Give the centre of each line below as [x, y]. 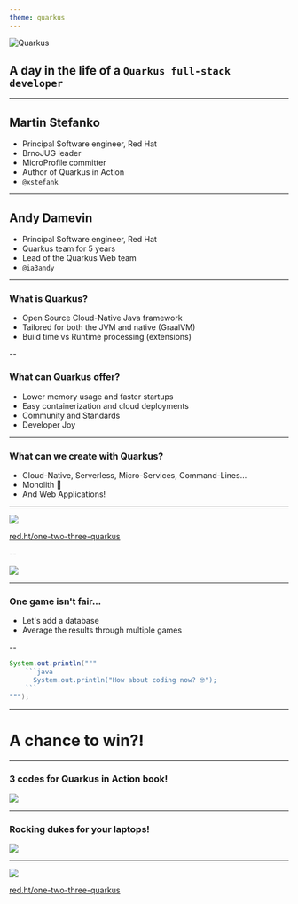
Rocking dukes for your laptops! [80, 829]
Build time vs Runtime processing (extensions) [107, 337]
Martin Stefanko [55, 122]
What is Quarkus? [49, 298]
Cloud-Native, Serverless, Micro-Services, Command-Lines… [134, 475]
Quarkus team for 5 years [69, 248]
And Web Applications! [64, 494]
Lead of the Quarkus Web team [79, 258]
